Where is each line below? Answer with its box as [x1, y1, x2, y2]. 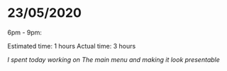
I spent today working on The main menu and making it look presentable [7, 55, 220, 64]
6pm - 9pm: [7, 28, 43, 37]
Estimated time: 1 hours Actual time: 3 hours [7, 41, 136, 50]
